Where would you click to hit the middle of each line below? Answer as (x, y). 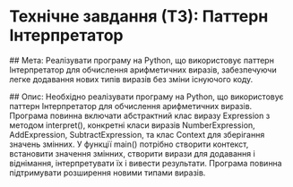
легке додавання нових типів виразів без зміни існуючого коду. (131, 79)
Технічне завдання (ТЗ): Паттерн (139, 17)
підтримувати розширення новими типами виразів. (108, 173)
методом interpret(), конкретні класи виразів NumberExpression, (132, 125)
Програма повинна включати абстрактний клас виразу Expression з (140, 115)
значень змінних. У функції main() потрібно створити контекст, (129, 144)
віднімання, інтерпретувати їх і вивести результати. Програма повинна (146, 163)
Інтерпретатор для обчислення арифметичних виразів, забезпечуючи (143, 70)
